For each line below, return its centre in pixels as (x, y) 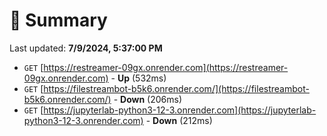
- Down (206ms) (148, 99)
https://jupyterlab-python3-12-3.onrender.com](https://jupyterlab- (180, 110)
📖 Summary (58, 20)
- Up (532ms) (138, 78)
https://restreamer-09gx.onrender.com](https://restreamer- (166, 67)
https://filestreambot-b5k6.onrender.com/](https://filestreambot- (176, 88)
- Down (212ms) (179, 120)
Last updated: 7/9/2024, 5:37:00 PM (86, 48)
